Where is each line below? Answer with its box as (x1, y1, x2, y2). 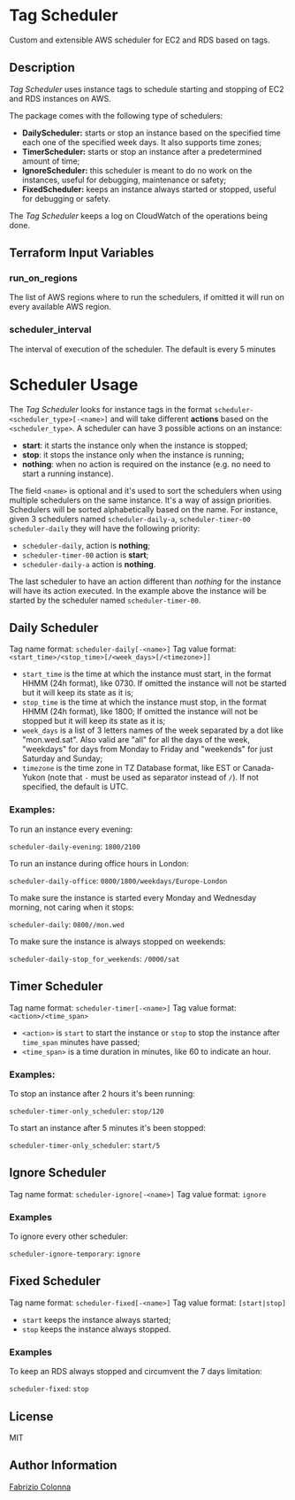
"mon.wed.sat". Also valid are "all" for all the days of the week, (21, 735, 250, 745)
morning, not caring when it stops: (9, 902, 134, 912)
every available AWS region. (9, 302, 112, 312)
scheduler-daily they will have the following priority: (9, 523, 200, 534)
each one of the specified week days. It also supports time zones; (21, 136, 262, 147)
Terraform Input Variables (9, 245, 155, 261)
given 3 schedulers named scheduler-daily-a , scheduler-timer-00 (9, 513, 251, 524)
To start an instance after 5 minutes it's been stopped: (9, 1122, 206, 1133)
